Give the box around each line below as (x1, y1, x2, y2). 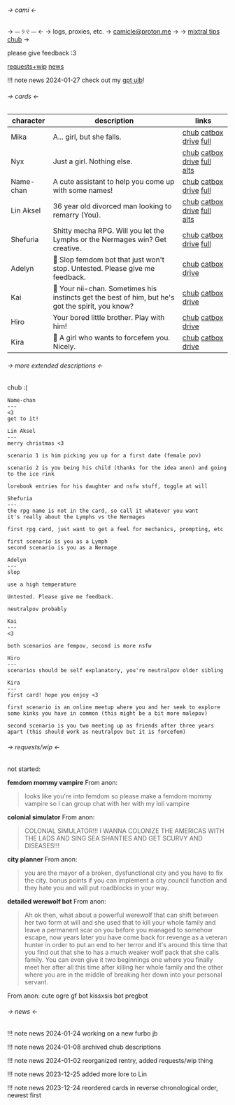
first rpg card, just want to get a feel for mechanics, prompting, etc (7, 525, 224, 533)
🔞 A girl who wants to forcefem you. (52, 333, 170, 343)
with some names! (52, 186, 113, 196)
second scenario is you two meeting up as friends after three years (7, 722, 215, 729)
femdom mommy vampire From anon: (7, 778, 118, 786)
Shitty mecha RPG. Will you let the (52, 226, 164, 236)
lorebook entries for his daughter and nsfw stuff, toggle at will (7, 483, 208, 490)
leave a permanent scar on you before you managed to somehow (24, 925, 213, 934)
